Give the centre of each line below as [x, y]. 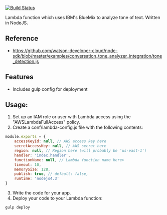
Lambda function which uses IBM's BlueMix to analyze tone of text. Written [83, 17]
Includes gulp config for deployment [50, 89]
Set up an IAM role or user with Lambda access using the [72, 117]
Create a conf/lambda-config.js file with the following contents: [78, 127]
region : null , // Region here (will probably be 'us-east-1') [80, 151]
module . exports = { [26, 137]
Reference [22, 38]
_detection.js [26, 61]
